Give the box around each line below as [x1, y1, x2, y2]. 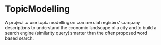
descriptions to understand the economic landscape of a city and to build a [5, 24, 157, 30]
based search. [5, 35, 34, 41]
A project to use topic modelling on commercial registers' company [5, 20, 140, 25]
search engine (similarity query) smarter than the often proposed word [5, 30, 148, 36]
